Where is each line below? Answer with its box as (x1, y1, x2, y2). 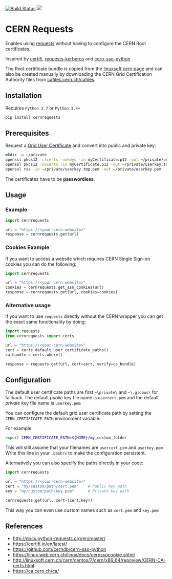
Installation (5, 91, 42, 100)
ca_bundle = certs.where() (5, 352, 63, 357)
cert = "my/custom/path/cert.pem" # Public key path (5, 484, 127, 489)
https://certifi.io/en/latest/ (12, 541, 68, 547)
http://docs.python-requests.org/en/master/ (12, 535, 106, 542)
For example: (5, 425, 33, 432)
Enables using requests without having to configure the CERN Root (5, 40, 146, 46)
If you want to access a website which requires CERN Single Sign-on (5, 255, 150, 262)
